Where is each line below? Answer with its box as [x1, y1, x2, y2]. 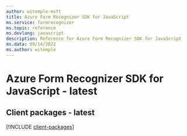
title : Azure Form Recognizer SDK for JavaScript [6, 14, 130, 20]
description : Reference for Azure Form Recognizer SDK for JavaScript [6, 36, 182, 42]
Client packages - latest [6, 108, 95, 118]
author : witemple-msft [6, 8, 61, 15]
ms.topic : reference [6, 25, 57, 31]
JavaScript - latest [6, 84, 98, 97]
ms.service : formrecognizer [6, 19, 75, 25]
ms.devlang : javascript [6, 30, 64, 36]
